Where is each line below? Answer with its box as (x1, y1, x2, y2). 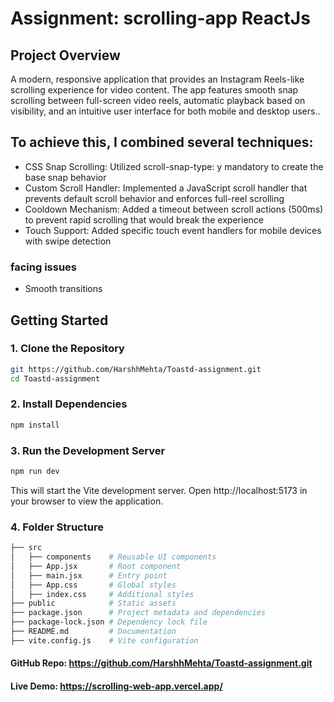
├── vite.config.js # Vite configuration (10, 635, 199, 646)
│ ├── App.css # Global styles (10, 580, 177, 590)
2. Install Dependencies (10, 397, 128, 411)
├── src (10, 543, 43, 553)
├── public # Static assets (10, 598, 177, 609)
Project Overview (10, 47, 121, 64)
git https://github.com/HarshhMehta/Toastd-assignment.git (10, 364, 262, 374)
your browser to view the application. (10, 495, 164, 507)
